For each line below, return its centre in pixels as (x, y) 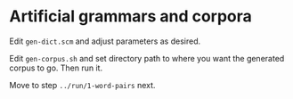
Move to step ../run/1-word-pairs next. (82, 85)
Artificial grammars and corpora (130, 16)
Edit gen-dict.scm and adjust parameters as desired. (105, 41)
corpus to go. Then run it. (56, 68)
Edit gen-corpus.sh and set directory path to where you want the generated (147, 58)
